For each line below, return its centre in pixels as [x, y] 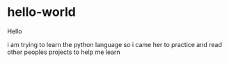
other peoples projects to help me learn [64, 52]
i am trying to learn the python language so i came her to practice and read [115, 44]
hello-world [42, 12]
